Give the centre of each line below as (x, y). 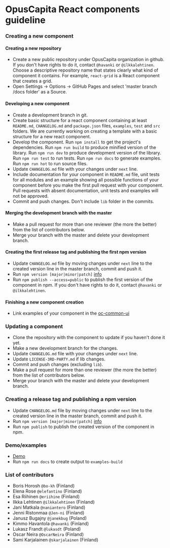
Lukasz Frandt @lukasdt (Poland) (47, 529)
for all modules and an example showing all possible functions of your (86, 179)
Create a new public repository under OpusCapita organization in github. (89, 59)
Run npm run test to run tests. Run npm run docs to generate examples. (87, 158)
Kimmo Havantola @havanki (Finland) (51, 524)
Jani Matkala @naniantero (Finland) (49, 507)
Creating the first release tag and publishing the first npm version (76, 252)
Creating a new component (39, 36)
